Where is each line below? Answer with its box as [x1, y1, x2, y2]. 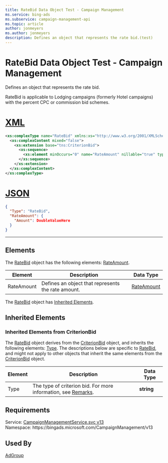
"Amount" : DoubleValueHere [14, 218, 70, 223]
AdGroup [5, 452, 24, 458]
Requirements [5, 406, 50, 414]
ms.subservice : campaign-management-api [5, 17, 91, 22]
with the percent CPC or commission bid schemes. [5, 99, 110, 105]
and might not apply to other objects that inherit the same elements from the [5, 351, 162, 357]
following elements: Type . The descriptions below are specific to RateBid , [5, 345, 156, 351]
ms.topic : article [5, 21, 43, 27]
